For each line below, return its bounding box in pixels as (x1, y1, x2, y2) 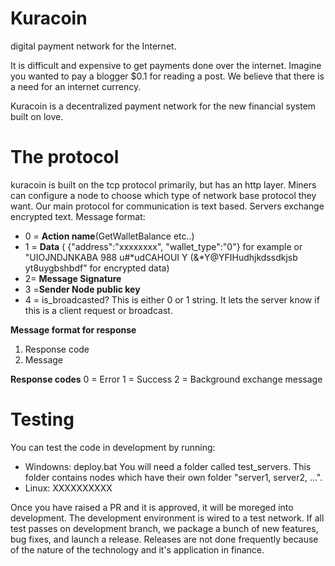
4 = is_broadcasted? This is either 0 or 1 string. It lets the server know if (24, 293, 320, 306)
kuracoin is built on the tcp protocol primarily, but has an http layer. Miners (10, 178, 317, 191)
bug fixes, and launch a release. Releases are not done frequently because (10, 533, 319, 545)
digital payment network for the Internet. (10, 40, 177, 52)
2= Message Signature (24, 272, 122, 284)
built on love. (10, 110, 64, 122)
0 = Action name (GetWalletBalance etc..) (24, 230, 195, 242)
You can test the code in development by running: (10, 441, 216, 453)
